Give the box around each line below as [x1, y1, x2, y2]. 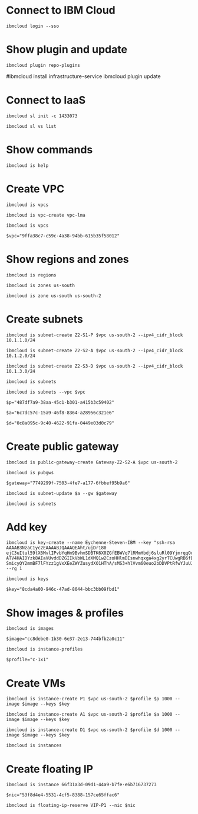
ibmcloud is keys [6, 576, 49, 582]
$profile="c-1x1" [6, 657, 49, 663]
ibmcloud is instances [6, 742, 62, 749]
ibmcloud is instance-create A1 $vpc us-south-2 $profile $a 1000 [6, 712, 173, 718]
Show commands [6, 143, 93, 156]
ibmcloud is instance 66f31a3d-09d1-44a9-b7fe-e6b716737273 [6, 782, 157, 788]
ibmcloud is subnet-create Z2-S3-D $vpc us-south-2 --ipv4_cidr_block [6, 363, 183, 369]
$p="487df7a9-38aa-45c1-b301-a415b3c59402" [6, 399, 115, 406]
